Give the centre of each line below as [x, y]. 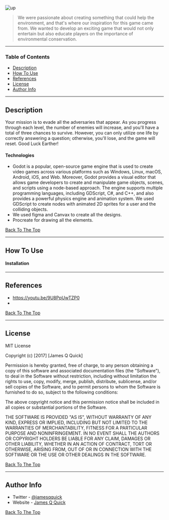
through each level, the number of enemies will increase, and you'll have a [82, 128]
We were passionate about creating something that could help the [86, 17]
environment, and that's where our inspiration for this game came [85, 23]
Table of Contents [28, 57]
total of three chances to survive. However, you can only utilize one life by [82, 133]
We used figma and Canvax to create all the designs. [67, 215]
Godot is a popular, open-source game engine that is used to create [83, 166]
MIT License [18, 346]
